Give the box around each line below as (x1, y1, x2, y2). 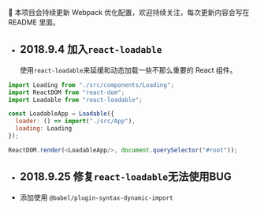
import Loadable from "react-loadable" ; (8, 96, 143, 103)
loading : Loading (15, 125, 73, 133)
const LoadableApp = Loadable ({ (8, 110, 114, 118)
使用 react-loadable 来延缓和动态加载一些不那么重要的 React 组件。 (19, 65, 237, 74)
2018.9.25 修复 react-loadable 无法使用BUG (19, 170, 232, 184)
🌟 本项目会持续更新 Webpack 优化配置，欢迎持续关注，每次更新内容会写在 (8, 8, 250, 17)
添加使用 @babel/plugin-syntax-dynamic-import (19, 193, 173, 202)
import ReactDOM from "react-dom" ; (8, 88, 125, 96)
